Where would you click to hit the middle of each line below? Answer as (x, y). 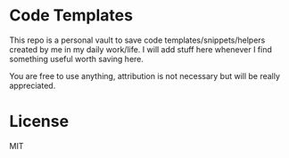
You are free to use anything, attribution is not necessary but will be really (145, 75)
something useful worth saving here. (77, 59)
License (39, 122)
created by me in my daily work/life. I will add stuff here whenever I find (140, 49)
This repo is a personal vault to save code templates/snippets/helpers (137, 40)
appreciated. (33, 85)
